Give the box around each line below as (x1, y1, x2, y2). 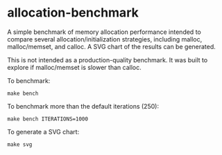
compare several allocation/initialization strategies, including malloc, (7, 35, 203, 43)
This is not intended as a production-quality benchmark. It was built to (7, 55, 208, 64)
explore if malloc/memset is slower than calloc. (7, 63, 142, 71)
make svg (7, 140, 33, 148)
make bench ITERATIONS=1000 (7, 116, 89, 122)
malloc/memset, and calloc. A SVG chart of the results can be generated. (7, 42, 216, 51)
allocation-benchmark (7, 5, 139, 21)
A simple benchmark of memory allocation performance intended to (7, 28, 201, 36)
